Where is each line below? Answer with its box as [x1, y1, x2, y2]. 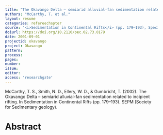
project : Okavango [5, 43, 42, 48]
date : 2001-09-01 [5, 35, 40, 39]
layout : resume [5, 16, 36, 21]
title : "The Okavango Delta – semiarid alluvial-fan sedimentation [5, 7, 145, 12]
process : [5, 52, 23, 58]
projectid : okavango [5, 39, 47, 44]
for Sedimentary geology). [5, 104, 58, 110]
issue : [5, 66, 18, 71]
